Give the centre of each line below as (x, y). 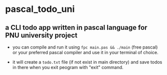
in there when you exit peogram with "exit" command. (68, 67)
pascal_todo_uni (40, 9)
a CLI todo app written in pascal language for (76, 28)
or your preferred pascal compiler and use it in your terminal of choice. (85, 52)
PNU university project (41, 35)
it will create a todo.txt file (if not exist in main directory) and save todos (87, 62)
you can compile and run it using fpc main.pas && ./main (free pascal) (85, 47)
